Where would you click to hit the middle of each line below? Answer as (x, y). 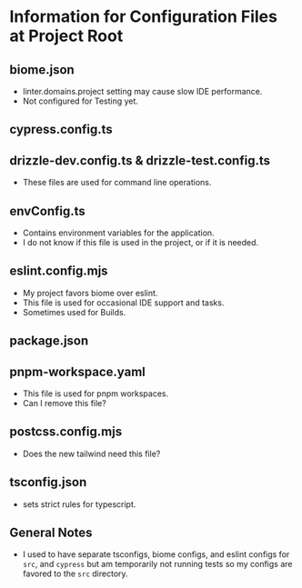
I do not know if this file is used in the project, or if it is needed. (141, 243)
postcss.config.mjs (66, 432)
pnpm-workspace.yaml (77, 371)
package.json (49, 341)
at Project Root (66, 36)
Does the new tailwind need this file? (91, 453)
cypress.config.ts (61, 130)
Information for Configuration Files (143, 17)
